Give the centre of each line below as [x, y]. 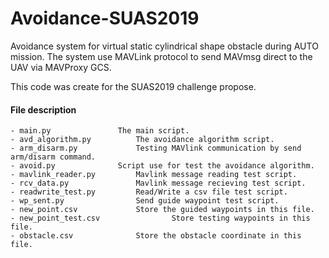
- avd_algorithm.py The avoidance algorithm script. [142, 140]
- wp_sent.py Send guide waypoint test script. [145, 201]
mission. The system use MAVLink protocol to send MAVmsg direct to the [161, 56]
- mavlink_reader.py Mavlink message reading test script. [154, 175]
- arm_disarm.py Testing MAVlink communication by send [156, 148]
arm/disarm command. [53, 157]
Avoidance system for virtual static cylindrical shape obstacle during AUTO [164, 46]
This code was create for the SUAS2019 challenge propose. [133, 86]
